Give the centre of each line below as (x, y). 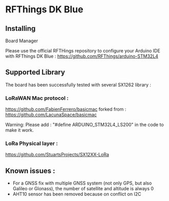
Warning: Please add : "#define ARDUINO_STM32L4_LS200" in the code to (84, 125)
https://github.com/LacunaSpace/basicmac (51, 115)
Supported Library (35, 72)
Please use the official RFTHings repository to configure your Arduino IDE (83, 51)
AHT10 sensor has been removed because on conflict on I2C (77, 194)
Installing (20, 29)
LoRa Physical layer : (31, 143)
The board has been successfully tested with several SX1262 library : (78, 85)
